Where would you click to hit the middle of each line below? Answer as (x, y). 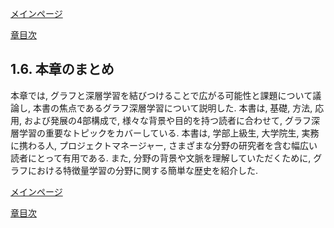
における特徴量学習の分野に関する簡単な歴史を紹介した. (143, 170)
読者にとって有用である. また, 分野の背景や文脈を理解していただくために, (161, 158)
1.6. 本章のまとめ (62, 69)
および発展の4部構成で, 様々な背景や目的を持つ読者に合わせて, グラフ (167, 120)
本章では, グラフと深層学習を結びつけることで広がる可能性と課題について (161, 95)
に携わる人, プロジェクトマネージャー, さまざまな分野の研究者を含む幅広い (164, 145)
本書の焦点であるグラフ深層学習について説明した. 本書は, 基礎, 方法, (172, 108)
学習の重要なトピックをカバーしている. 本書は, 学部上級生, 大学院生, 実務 (169, 133)
